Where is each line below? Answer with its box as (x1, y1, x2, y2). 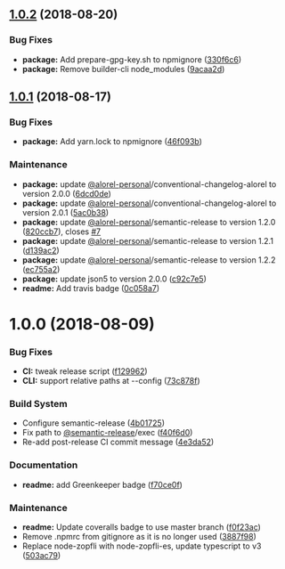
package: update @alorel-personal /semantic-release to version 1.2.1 (21, 235, 274, 246)
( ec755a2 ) (21, 264, 61, 274)
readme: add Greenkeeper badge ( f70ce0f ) (21, 479, 183, 490)
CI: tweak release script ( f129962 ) (21, 366, 149, 377)
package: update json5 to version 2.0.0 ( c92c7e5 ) (21, 273, 207, 284)
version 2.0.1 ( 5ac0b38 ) (21, 207, 110, 217)
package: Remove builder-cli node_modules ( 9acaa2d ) (21, 63, 225, 74)
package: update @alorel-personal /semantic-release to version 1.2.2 (21, 254, 276, 265)
